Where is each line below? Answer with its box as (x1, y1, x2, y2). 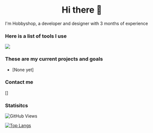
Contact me (5, 79, 34, 86)
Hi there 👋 (61, 4, 102, 16)
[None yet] (12, 67, 34, 73)
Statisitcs (5, 102, 28, 109)
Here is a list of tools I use (5, 33, 67, 39)
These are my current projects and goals (5, 56, 103, 62)
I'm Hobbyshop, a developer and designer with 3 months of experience (5, 20, 148, 26)
